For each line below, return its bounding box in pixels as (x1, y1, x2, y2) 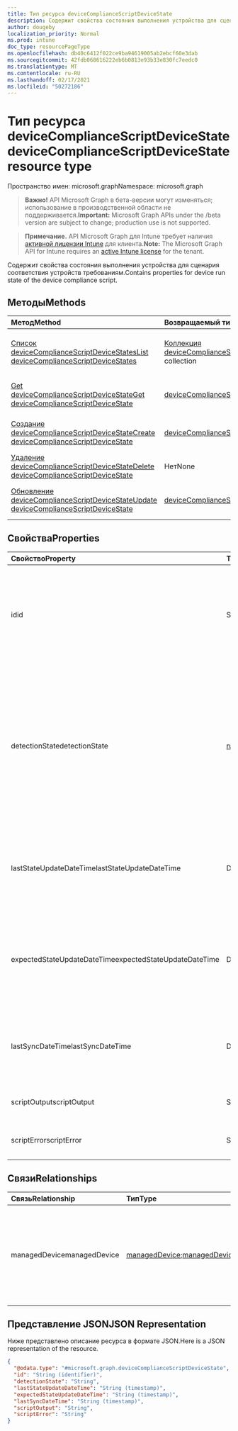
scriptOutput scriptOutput (11, 1096, 95, 1106)
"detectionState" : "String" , (13, 1378, 100, 1386)
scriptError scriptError (11, 1135, 82, 1145)
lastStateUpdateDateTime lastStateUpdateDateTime (11, 863, 181, 872)
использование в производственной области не (24, 203, 171, 212)
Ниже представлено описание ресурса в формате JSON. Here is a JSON (7, 1337, 225, 1345)
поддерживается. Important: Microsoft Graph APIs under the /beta (24, 211, 221, 220)
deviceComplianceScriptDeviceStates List (11, 347, 149, 357)
